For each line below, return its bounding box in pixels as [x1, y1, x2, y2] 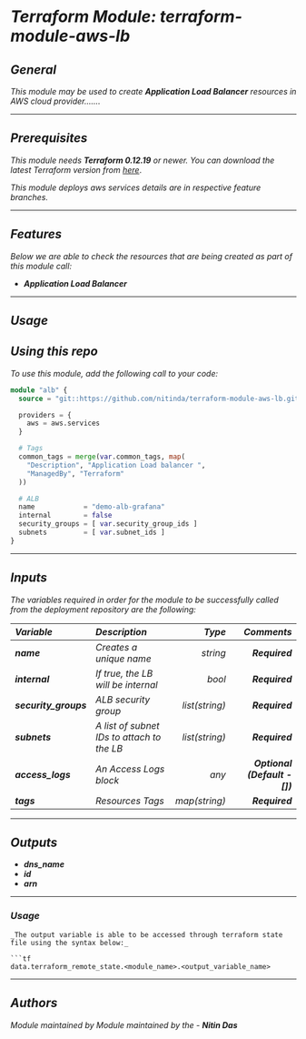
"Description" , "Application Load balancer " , [26, 460, 206, 469]
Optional [253, 757, 292, 770]
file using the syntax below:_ [10, 938, 129, 947]
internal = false [18, 511, 113, 520]
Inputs [10, 570, 48, 586]
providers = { [18, 410, 72, 419]
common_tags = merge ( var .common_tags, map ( [18, 452, 185, 461]
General [10, 62, 57, 77]
